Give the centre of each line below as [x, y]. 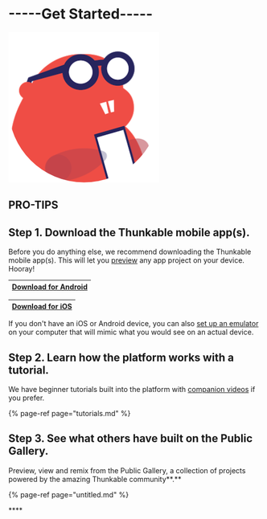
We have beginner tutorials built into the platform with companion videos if [132, 389]
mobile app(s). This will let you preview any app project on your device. [127, 260]
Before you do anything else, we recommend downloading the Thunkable [130, 252]
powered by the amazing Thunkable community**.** [95, 479]
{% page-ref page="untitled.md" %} [69, 494]
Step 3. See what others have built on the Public [131, 439]
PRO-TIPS [33, 205]
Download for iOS [42, 306]
